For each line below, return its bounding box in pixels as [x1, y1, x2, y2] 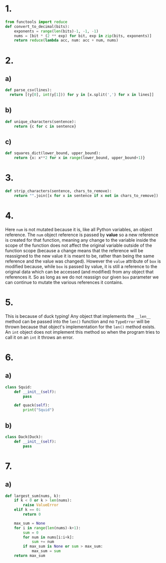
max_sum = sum [31, 549, 61, 554]
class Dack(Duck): [5, 434, 43, 439]
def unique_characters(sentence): [5, 119, 77, 124]
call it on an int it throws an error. [5, 334, 74, 340]
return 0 [23, 512, 41, 517]
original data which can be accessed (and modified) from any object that [5, 269, 154, 275]
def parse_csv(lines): [5, 88, 52, 93]
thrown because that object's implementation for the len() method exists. [5, 324, 156, 330]
